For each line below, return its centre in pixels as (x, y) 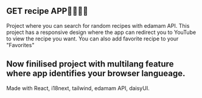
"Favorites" (20, 45)
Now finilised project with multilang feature (90, 64)
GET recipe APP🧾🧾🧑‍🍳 (47, 11)
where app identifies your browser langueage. (96, 73)
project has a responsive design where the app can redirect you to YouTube (101, 32)
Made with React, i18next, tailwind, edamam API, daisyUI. (78, 88)
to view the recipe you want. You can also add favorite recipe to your (92, 38)
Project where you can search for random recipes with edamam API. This (98, 25)
